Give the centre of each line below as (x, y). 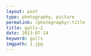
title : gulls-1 (25, 28)
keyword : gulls (25, 38)
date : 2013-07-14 (27, 33)
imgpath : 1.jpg (25, 44)
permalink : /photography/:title (45, 22)
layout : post (22, 11)
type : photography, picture (41, 17)
